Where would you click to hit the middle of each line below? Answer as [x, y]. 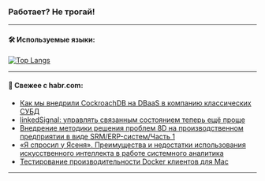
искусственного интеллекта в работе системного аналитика [121, 153]
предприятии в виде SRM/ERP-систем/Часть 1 [97, 136]
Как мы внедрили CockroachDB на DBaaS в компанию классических [135, 103]
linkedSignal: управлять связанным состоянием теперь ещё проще [132, 120]
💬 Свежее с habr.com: [46, 86]
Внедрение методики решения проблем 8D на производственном [131, 127]
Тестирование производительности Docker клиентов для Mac [124, 161]
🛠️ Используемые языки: [52, 39]
